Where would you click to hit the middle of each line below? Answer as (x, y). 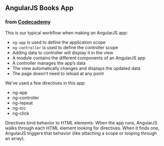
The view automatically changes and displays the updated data (76, 68)
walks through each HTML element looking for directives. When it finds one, (82, 128)
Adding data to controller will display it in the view (63, 52)
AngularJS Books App (39, 8)
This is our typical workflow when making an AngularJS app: (66, 33)
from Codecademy (28, 22)
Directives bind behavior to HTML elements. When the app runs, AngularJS (81, 122)
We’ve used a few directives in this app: (46, 83)
